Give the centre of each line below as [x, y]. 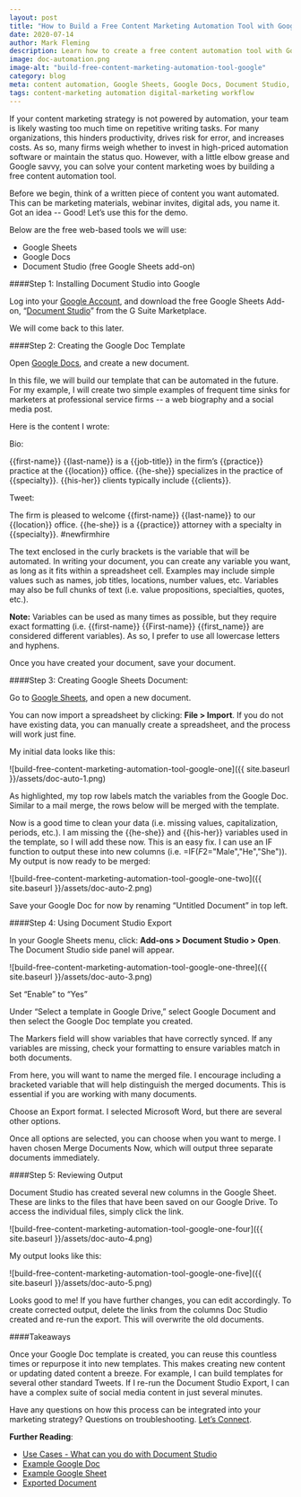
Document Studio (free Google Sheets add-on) [108, 266]
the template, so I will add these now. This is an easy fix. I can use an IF [141, 842]
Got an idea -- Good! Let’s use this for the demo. [99, 212]
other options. [35, 1121]
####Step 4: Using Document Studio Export [90, 923]
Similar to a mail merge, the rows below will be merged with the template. [144, 805]
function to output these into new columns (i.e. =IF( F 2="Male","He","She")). [148, 851]
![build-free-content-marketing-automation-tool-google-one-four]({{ [136, 1228]
